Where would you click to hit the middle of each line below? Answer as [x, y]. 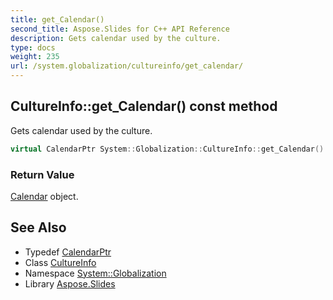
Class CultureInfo [60, 262]
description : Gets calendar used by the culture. [116, 38]
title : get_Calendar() [57, 19]
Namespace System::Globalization [95, 273]
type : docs [33, 47]
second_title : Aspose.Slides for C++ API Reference [120, 29]
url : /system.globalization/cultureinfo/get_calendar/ [127, 66]
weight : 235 [35, 57]
